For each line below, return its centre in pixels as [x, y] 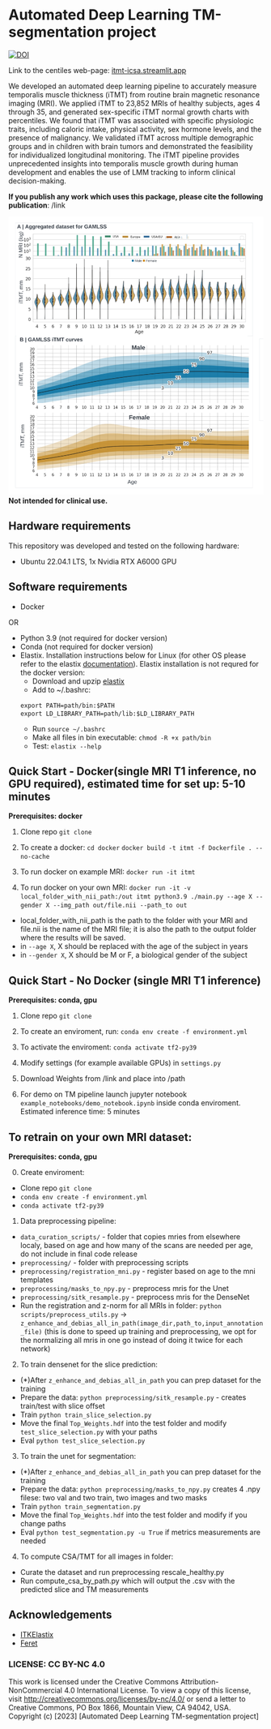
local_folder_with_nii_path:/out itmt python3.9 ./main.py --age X [136, 897]
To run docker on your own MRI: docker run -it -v [106, 888]
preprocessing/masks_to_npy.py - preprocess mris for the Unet [124, 1289]
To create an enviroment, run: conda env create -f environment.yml [134, 1032]
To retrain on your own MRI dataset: [100, 1137]
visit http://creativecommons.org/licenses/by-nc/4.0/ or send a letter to [127, 1699]
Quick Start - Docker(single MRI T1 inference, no [133, 772]
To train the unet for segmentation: [78, 1457]
